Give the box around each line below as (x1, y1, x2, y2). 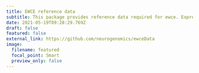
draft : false (6, 25, 38, 31)
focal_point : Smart (11, 52, 60, 58)
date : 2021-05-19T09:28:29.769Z (6, 19, 86, 25)
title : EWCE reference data (6, 8, 76, 15)
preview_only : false (11, 58, 62, 64)
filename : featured (11, 47, 60, 53)
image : (6, 42, 23, 48)
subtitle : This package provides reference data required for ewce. (6, 14, 179, 20)
